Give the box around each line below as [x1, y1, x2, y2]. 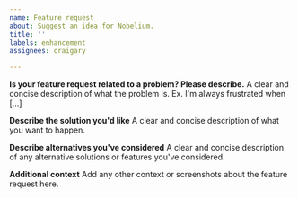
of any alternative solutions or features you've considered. [9, 151, 226, 162]
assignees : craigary [9, 47, 87, 56]
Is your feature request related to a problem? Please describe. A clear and [9, 79, 289, 90]
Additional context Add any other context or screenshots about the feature [9, 169, 288, 180]
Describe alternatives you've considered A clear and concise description [9, 142, 285, 153]
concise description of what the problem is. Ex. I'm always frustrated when [9, 89, 286, 99]
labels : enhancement [9, 38, 87, 47]
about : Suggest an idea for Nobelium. [9, 22, 154, 30]
